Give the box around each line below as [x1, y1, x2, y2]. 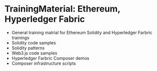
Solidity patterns [11, 45, 45, 51]
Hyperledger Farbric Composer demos [11, 55, 89, 61]
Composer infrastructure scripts [11, 60, 76, 66]
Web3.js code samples [11, 50, 57, 56]
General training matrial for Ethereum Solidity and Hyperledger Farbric [11, 29, 153, 35]
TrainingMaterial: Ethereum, [4, 3, 121, 14]
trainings [11, 35, 30, 41]
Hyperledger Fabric [4, 14, 86, 25]
